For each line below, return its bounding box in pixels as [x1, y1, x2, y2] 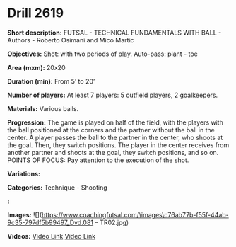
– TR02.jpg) [95, 218, 129, 226]
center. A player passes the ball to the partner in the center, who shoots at [7, 133, 223, 142]
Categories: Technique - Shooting [7, 183, 107, 192]
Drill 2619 [7, 5, 64, 21]
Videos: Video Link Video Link [7, 231, 96, 240]
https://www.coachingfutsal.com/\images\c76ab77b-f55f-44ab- [41, 210, 230, 219]
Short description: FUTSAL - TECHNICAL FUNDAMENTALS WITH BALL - [7, 28, 222, 37]
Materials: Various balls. [7, 104, 79, 113]
